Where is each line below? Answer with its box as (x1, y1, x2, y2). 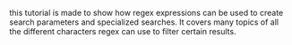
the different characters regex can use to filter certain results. (9, 26, 236, 36)
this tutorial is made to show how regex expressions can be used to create (9, 8, 284, 18)
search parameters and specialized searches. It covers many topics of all (9, 17, 279, 27)
